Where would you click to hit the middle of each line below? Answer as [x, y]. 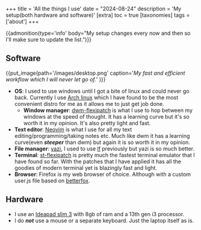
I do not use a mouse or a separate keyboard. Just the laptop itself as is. [104, 220]
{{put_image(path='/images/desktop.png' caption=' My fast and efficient [95, 73]
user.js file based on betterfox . [52, 181]
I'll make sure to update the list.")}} [48, 39]
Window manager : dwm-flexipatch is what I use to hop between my [108, 110]
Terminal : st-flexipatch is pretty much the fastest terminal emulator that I [104, 155]
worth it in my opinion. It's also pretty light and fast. [87, 123]
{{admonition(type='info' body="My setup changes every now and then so [98, 33]
